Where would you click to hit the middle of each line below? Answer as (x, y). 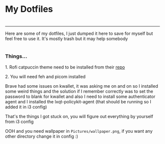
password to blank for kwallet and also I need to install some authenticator (80, 96)
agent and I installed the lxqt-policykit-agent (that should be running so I (78, 101)
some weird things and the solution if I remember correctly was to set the (79, 91)
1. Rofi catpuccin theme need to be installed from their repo (65, 67)
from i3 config (19, 121)
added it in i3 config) (26, 107)
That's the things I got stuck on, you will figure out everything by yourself (79, 116)
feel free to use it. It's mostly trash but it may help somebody (67, 38)
